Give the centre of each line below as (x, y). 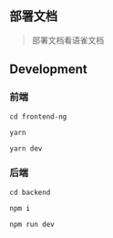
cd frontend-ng (38, 117)
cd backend (30, 192)
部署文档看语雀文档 (68, 40)
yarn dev (26, 149)
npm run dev (32, 224)
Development (49, 70)
